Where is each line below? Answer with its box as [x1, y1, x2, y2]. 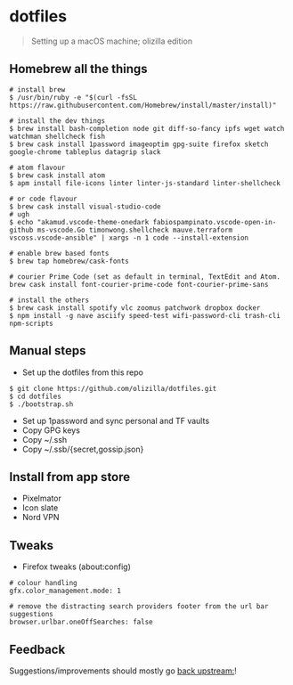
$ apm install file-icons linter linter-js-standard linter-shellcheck [9, 178, 281, 188]
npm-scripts [9, 319, 53, 328]
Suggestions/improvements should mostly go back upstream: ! [9, 665, 238, 676]
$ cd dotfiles [9, 392, 62, 401]
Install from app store [9, 469, 131, 485]
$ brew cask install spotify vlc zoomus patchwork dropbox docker [9, 303, 261, 313]
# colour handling [9, 579, 77, 588]
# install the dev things [9, 116, 105, 126]
